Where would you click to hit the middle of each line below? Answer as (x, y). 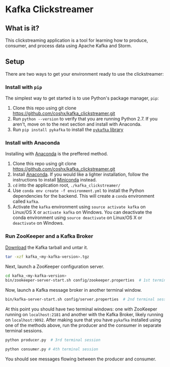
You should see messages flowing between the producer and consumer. (81, 359)
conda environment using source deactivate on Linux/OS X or (77, 218)
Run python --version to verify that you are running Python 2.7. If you (85, 119)
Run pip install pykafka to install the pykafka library (68, 130)
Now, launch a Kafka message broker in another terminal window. (74, 290)
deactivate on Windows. (38, 223)
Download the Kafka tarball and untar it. (47, 247)
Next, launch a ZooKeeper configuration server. (55, 266)
